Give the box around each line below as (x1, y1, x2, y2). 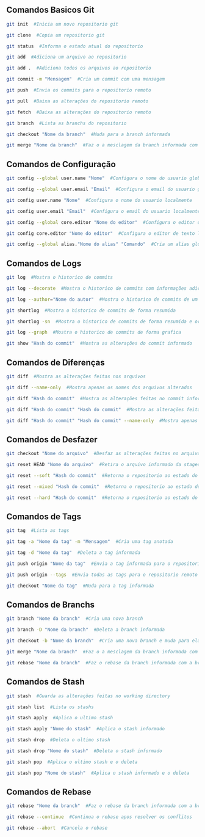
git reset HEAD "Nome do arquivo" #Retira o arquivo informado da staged (6, 462, 201, 468)
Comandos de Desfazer (6, 434, 98, 445)
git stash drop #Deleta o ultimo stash (6, 737, 111, 743)
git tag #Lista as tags (6, 528, 70, 534)
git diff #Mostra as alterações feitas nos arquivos (6, 373, 146, 379)
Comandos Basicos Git (6, 5, 95, 15)
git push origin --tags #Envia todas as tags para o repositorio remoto (6, 572, 198, 578)
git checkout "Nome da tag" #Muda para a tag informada (6, 583, 154, 589)
